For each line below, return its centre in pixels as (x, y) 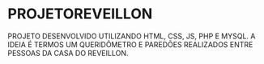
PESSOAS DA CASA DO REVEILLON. (68, 53)
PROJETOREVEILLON (80, 14)
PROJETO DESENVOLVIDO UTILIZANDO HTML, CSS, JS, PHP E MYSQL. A (132, 36)
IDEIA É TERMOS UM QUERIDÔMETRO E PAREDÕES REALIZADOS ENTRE (130, 44)
